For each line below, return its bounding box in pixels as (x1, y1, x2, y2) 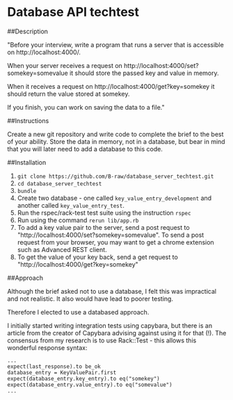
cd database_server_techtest (17, 180, 102, 187)
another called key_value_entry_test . (17, 201, 125, 209)
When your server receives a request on (7, 61, 123, 69)
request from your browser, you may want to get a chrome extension (17, 237, 214, 247)
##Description (7, 27, 49, 35)
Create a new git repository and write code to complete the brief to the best (7, 130, 224, 138)
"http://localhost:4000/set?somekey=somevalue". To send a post (17, 231, 204, 239)
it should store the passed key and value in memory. (69, 69, 219, 77)
